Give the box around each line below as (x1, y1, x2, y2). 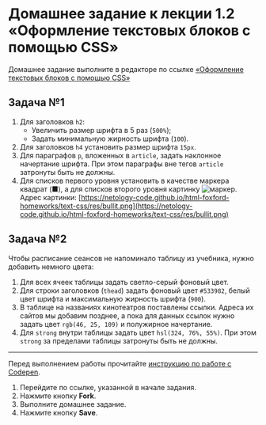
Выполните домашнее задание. (19, 399, 127, 408)
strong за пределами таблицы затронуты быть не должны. (19, 336, 218, 345)
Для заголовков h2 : (19, 116, 85, 127)
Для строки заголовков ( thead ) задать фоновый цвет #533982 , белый (19, 286, 251, 295)
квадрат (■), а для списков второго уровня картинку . (19, 184, 237, 194)
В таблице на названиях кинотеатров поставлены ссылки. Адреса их (19, 302, 254, 312)
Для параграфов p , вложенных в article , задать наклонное (19, 150, 222, 160)
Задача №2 (8, 233, 67, 246)
